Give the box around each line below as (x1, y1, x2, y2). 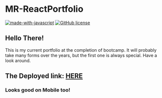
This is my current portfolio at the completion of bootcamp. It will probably (5, 47, 157, 53)
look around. (5, 58, 31, 64)
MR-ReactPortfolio (5, 3, 84, 15)
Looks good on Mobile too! (5, 87, 71, 94)
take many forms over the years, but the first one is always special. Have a (5, 52, 158, 58)
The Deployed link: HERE (5, 72, 83, 80)
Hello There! (5, 34, 44, 42)
